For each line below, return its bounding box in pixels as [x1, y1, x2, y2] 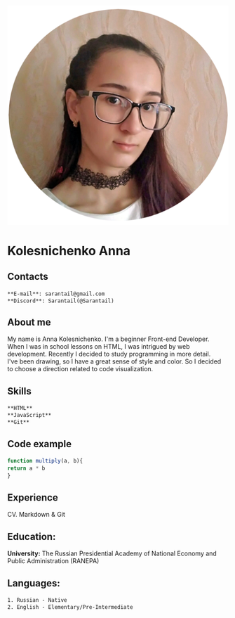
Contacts [7, 271, 49, 283]
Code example [7, 438, 72, 450]
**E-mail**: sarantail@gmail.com [7, 290, 105, 297]
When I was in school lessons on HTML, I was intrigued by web [7, 342, 191, 351]
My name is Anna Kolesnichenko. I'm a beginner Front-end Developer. [7, 335, 210, 343]
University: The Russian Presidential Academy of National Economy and [7, 549, 217, 558]
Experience [7, 491, 58, 504]
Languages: [7, 577, 61, 589]
